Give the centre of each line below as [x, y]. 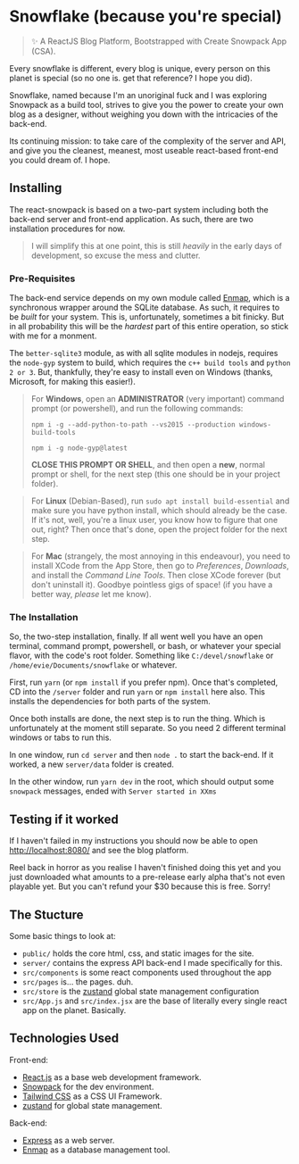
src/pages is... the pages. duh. [78, 981]
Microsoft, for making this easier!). [72, 382]
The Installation [44, 617]
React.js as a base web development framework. [112, 1077]
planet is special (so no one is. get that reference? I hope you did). [131, 78]
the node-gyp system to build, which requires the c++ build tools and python [150, 362]
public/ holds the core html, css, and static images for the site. [138, 953]
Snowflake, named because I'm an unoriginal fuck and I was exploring [138, 95]
